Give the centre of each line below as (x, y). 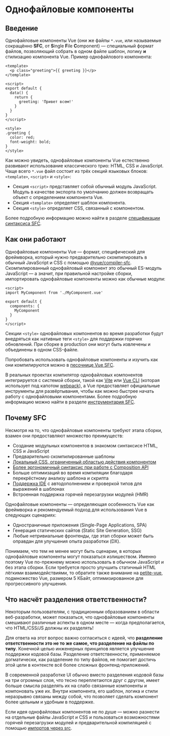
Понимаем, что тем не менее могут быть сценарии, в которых (73, 551)
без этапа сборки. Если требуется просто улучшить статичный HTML (81, 567)
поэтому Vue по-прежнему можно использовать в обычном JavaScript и (84, 562)
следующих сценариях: (31, 515)
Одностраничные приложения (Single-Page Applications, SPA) (80, 525)
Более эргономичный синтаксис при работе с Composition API (80, 467)
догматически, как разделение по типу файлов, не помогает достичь (81, 659)
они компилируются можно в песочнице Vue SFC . (60, 365)
